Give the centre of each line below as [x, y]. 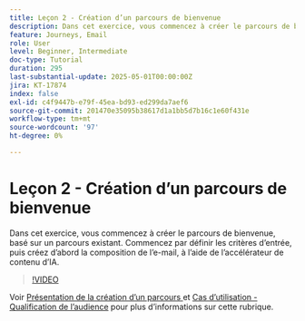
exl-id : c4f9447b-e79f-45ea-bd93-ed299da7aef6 [99, 102]
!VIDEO [45, 279]
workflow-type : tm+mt [50, 119]
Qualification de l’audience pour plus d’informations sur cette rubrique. [142, 306]
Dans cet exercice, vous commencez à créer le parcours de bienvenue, [143, 233]
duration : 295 [36, 69]
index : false [34, 93]
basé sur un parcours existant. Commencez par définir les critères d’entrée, [151, 242]
